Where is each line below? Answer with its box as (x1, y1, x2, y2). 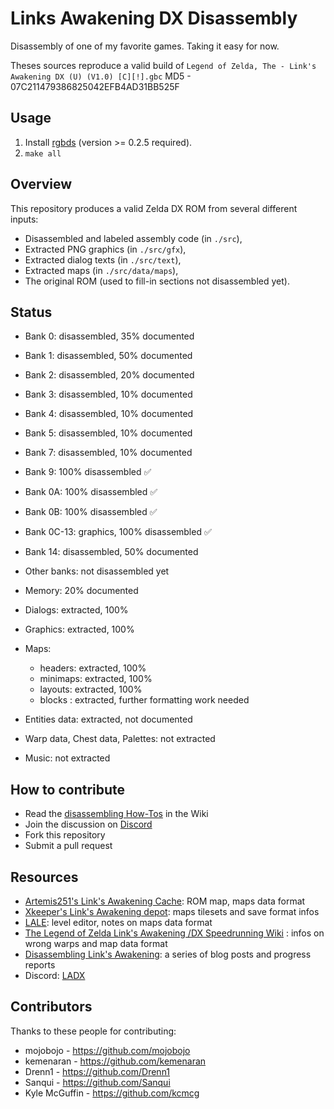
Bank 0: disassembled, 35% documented (24, 330, 195, 342)
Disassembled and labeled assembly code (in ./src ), (24, 232, 243, 244)
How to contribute (10, 781, 126, 798)
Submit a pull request (24, 840, 113, 852)
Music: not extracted (24, 752, 111, 764)
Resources (10, 868, 79, 886)
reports (24, 959, 56, 971)
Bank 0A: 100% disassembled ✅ (24, 486, 158, 498)
